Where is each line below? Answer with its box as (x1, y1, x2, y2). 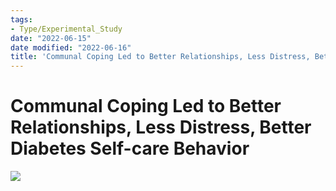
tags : (10, 14, 33, 25)
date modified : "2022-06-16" (10, 42, 132, 53)
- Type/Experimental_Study (10, 24, 123, 34)
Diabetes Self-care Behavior (10, 137, 250, 160)
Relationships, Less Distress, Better (10, 116, 312, 139)
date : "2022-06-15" (10, 33, 92, 43)
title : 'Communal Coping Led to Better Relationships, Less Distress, (10, 52, 311, 62)
